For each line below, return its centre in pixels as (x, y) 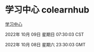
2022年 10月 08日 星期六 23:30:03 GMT (45, 44)
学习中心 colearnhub (47, 10)
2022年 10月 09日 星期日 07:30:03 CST (45, 34)
